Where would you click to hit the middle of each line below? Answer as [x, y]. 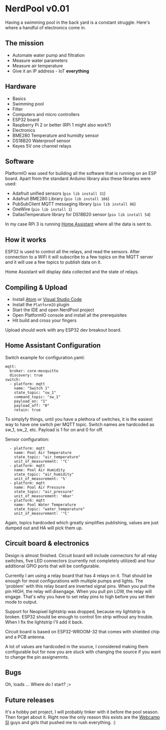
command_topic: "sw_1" [37, 397]
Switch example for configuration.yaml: [45, 357]
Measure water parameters [40, 60]
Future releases [30, 700]
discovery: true [26, 375]
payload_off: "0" [32, 405]
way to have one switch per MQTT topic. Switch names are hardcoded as [80, 424]
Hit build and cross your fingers [44, 320]
